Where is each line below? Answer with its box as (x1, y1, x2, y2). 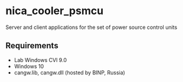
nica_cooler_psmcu (5, 4, 104, 18)
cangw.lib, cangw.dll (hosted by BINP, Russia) (14, 69, 125, 76)
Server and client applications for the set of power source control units (5, 24, 178, 31)
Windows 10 (14, 63, 44, 70)
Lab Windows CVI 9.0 (14, 56, 67, 63)
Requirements (5, 41, 58, 51)
